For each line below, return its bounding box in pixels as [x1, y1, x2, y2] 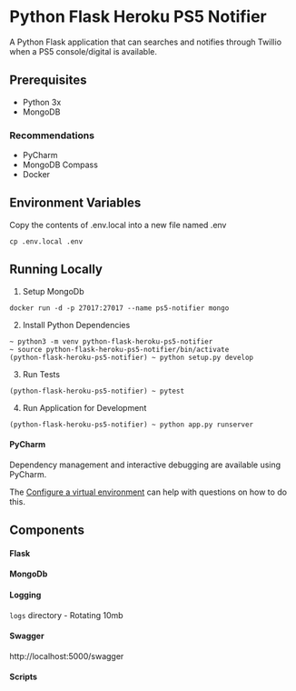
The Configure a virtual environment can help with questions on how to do [9, 486, 288, 497]
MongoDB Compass [22, 159, 98, 170]
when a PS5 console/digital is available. [9, 45, 157, 56]
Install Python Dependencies [22, 319, 131, 330]
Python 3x [22, 96, 62, 107]
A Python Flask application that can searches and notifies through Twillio [9, 36, 282, 47]
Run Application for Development [22, 402, 147, 413]
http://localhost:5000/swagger [9, 650, 124, 661]
